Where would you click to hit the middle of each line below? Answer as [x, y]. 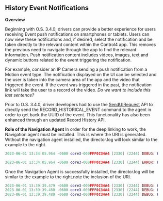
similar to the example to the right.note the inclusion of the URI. [68, 177]
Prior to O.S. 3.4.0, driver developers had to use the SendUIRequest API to [79, 104]
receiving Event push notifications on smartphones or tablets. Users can [77, 34]
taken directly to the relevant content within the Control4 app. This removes [81, 44]
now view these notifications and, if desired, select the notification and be [79, 39]
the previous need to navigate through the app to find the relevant [71, 49]
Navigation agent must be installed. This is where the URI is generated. [76, 134]
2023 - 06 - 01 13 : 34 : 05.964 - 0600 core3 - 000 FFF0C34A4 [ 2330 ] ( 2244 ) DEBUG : [80, 154]
